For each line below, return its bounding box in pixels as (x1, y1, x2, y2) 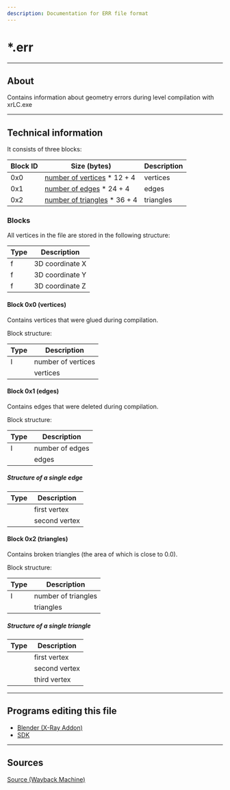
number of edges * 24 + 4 (44, 184, 130, 194)
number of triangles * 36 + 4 (44, 195, 138, 205)
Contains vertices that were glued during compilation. (7, 316, 159, 324)
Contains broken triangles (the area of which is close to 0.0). (7, 550, 178, 558)
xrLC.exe (7, 101, 33, 109)
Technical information (7, 127, 103, 138)
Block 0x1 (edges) (7, 387, 60, 395)
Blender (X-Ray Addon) (16, 724, 84, 732)
